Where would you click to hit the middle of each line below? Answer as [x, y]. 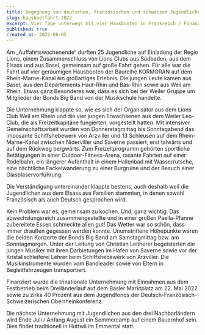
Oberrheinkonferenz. [77, 301]
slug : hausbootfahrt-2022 [39, 18]
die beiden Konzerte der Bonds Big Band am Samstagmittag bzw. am [93, 238]
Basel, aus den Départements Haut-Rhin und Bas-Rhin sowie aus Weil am [99, 85]
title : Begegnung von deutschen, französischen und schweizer [87, 12]
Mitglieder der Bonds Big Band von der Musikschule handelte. [84, 98]
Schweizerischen [28, 301]
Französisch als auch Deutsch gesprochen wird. [67, 200]
